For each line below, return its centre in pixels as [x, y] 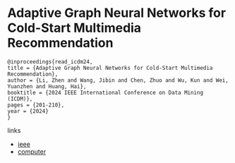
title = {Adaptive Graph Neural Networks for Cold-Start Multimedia [110, 68]
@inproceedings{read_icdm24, [50, 61]
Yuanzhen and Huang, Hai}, [47, 86]
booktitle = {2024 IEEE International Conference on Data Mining [105, 92]
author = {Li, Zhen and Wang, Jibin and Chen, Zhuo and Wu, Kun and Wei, [118, 80]
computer [32, 151]
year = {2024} [28, 111]
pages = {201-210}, [36, 105]
